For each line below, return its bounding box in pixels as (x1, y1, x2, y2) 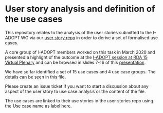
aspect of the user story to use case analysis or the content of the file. (5, 88, 146, 94)
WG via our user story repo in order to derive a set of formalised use (21, 35, 158, 41)
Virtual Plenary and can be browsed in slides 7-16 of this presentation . (5, 59, 146, 65)
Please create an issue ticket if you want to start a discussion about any (5, 83, 149, 89)
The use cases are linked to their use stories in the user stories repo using (5, 98, 153, 103)
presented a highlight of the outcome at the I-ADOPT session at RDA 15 (5, 54, 147, 60)
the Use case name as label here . (5, 103, 72, 109)
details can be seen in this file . (5, 74, 66, 80)
